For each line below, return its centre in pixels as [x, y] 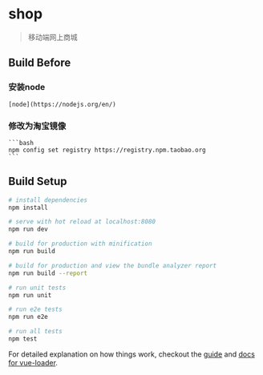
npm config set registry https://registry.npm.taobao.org [107, 150]
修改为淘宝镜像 [37, 126]
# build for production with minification [80, 244]
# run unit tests [37, 288]
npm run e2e [28, 317]
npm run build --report [48, 273]
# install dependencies [48, 200]
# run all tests [35, 332]
